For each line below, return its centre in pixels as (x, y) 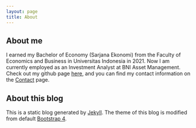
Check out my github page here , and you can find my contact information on (98, 73)
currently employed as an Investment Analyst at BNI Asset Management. (93, 68)
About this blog (35, 98)
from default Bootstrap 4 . (37, 119)
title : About (22, 17)
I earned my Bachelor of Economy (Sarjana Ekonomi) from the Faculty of (94, 55)
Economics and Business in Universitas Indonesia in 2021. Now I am (88, 61)
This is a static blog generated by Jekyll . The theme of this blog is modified (97, 113)
